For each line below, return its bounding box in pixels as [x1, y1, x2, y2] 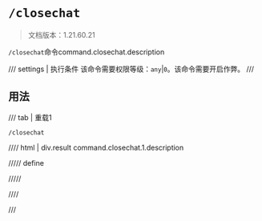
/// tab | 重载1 [8, 112, 52, 122]
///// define [8, 158, 44, 167]
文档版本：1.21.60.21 [27, 30, 95, 39]
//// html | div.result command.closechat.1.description [8, 143, 184, 152]
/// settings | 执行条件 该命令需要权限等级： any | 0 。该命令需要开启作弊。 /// [8, 64, 255, 74]
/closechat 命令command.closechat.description [8, 46, 165, 57]
